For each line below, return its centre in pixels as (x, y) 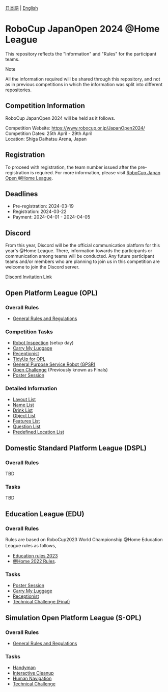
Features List (26, 421)
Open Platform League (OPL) (52, 293)
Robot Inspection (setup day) (43, 343)
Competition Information (45, 106)
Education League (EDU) (45, 514)
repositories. (19, 90)
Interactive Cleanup (33, 673)
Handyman (24, 668)
